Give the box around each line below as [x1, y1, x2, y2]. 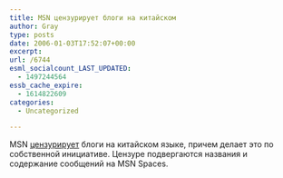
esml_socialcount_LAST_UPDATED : [9, 64, 132, 74]
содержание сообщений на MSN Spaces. [9, 158, 169, 169]
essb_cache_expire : [9, 81, 83, 90]
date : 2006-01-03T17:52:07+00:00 [9, 38, 136, 48]
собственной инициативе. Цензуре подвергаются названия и [9, 149, 248, 160]
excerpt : [9, 47, 43, 56]
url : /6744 [9, 55, 51, 64]
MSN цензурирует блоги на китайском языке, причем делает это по [9, 139, 274, 150]
